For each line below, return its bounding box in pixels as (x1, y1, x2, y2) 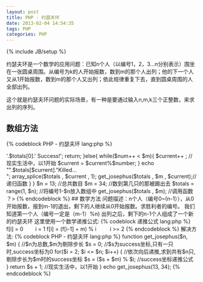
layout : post (6, 8, 39, 15)
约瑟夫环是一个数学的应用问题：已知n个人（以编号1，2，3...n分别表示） (6, 61, 185, 68)
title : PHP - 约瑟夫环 (6, 15, 60, 21)
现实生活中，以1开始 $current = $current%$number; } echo (6, 159, 154, 166)
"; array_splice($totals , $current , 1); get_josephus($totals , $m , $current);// (6, 172, 197, 180)
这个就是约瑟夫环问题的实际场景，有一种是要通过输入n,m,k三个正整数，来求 (6, 96, 195, 103)
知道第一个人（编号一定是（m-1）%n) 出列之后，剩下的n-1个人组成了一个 (6, 210, 188, 217)
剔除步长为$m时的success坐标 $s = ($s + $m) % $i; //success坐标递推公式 (6, 255, 194, 263)
